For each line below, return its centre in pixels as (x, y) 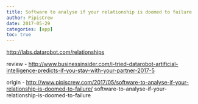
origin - (16, 83)
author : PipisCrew (30, 18)
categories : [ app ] (30, 29)
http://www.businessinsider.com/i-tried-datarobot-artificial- (103, 64)
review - (17, 64)
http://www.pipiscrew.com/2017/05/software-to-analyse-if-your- (107, 83)
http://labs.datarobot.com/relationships (55, 52)
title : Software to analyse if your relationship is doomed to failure (99, 12)
